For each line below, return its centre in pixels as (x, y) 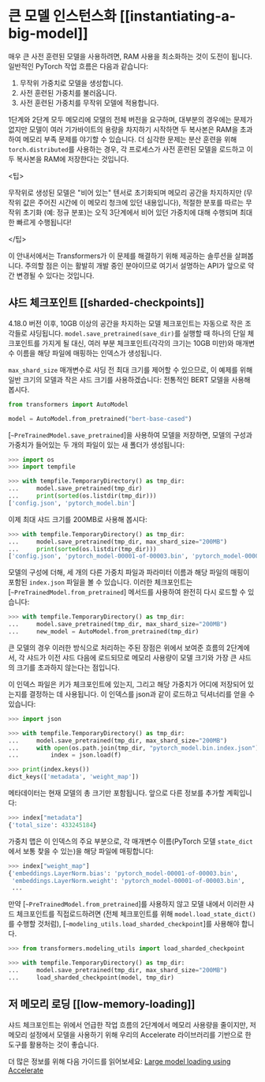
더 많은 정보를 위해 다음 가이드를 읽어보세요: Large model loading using (119, 1061)
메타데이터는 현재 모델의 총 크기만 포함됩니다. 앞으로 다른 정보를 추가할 (116, 793)
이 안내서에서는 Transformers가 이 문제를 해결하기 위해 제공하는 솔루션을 (121, 255)
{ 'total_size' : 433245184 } (52, 825)
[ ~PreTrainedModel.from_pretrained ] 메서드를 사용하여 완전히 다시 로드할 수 (127, 592)
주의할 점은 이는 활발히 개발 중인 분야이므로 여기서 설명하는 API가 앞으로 (135, 265)
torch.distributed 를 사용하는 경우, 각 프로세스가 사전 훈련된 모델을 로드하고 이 (131, 149)
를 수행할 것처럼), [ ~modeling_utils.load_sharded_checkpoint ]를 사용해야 (124, 924)
